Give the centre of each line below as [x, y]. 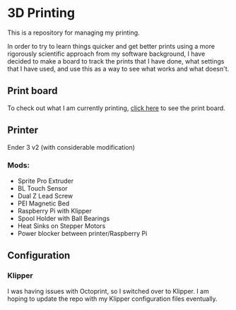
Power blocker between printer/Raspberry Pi [82, 233]
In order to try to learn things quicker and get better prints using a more [111, 46]
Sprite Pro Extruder [46, 181]
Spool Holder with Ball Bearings [64, 218]
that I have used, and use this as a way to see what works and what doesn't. [118, 68]
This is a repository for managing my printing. [73, 32]
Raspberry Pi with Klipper [54, 210]
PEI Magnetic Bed [43, 203]
